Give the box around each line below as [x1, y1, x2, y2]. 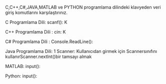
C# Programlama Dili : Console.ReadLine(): [5, 38, 93, 44]
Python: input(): [5, 73, 37, 79]
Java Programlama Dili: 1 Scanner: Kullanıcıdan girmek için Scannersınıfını [5, 48, 157, 54]
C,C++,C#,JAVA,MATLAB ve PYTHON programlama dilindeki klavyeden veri [5, 4, 161, 10]
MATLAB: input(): [5, 63, 41, 69]
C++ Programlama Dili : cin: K [5, 29, 66, 34]
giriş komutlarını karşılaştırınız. [5, 9, 68, 15]
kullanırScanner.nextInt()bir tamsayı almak [5, 53, 92, 59]
